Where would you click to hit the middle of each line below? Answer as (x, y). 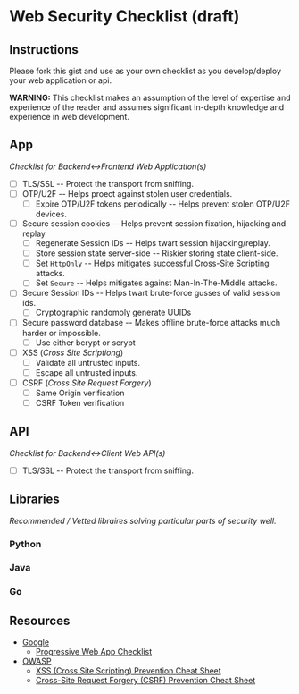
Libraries (34, 499)
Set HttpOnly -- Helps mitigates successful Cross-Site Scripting (152, 263)
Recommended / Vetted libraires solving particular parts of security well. (143, 520)
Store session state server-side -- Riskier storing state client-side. (157, 253)
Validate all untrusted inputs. (88, 362)
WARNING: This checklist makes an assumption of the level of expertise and (150, 97)
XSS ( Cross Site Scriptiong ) (73, 352)
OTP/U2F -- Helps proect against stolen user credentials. (127, 193)
